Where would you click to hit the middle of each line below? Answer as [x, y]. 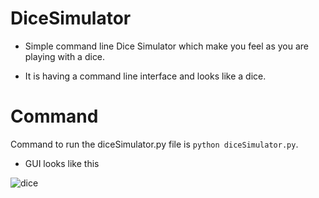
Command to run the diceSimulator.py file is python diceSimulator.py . [154, 144]
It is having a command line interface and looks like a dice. [145, 76]
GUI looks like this [62, 163]
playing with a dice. [65, 56]
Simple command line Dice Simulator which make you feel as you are [167, 46]
